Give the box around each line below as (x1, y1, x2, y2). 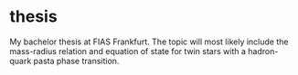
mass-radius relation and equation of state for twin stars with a (9, 45, 247, 56)
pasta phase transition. (33, 55, 120, 66)
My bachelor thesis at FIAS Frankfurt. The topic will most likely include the (9, 36, 289, 47)
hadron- (248, 45, 279, 56)
